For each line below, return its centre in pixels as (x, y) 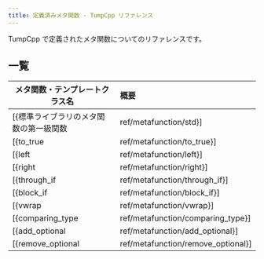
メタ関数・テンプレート (59, 89)
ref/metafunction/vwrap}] (167, 206)
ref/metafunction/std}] (161, 122)
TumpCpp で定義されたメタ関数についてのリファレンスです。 (107, 38)
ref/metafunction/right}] (164, 167)
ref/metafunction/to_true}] (168, 142)
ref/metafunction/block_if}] (170, 193)
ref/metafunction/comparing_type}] (185, 218)
